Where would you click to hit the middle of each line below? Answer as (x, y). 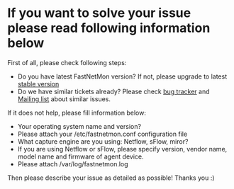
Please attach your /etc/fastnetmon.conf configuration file (102, 134)
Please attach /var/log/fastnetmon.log (73, 164)
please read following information (109, 28)
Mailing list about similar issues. (64, 99)
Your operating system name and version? (79, 126)
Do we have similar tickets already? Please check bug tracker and (113, 91)
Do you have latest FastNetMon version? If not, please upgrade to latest (122, 76)
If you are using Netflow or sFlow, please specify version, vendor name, (122, 149)
